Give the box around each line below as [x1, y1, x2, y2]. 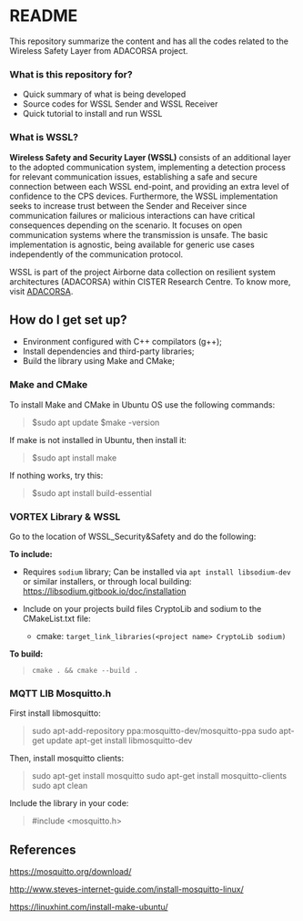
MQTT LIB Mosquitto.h [9, 687, 112, 699]
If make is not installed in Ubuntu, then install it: [9, 434, 187, 445]
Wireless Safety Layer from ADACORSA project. [9, 45, 188, 56]
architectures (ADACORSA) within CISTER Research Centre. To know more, [9, 275, 291, 287]
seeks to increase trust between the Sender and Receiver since [9, 200, 247, 211]
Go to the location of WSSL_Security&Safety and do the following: [9, 531, 257, 542]
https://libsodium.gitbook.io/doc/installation [22, 585, 187, 596]
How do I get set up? [9, 312, 127, 327]
